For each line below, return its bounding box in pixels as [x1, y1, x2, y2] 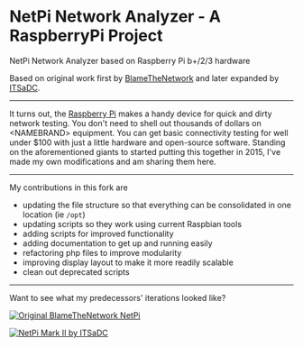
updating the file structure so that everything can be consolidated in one [22, 199, 291, 210]
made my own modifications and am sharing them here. [9, 156, 216, 167]
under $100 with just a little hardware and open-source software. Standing [9, 137, 286, 148]
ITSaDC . [9, 82, 41, 93]
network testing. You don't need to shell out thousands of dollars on [9, 117, 262, 128]
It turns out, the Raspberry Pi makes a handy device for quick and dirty [9, 108, 272, 119]
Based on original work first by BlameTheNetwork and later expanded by [9, 72, 280, 83]
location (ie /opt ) [22, 209, 86, 220]
